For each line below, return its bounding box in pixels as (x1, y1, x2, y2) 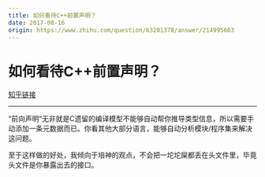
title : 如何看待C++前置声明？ (8, 11, 97, 20)
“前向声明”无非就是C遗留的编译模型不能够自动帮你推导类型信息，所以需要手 (8, 114, 255, 124)
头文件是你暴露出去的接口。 (8, 160, 99, 170)
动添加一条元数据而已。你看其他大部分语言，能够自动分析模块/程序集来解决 (8, 124, 253, 134)
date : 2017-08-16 (8, 19, 65, 27)
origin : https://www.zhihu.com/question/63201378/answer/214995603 (8, 26, 235, 34)
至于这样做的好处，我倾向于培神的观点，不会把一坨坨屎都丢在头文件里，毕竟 (8, 150, 257, 160)
